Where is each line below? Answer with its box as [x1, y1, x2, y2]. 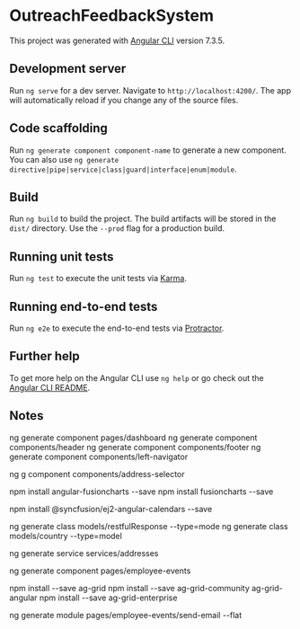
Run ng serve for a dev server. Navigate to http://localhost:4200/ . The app [9, 84, 292, 95]
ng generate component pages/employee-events [9, 565, 191, 576]
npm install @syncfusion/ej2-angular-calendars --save [9, 503, 213, 514]
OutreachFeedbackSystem [9, 5, 214, 26]
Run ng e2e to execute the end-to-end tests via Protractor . [9, 323, 225, 333]
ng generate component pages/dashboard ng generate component [9, 432, 258, 443]
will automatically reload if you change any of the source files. [9, 94, 239, 105]
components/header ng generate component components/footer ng [9, 441, 261, 452]
